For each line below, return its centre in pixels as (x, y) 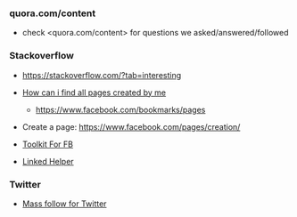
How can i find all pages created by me (94, 92)
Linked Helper (48, 161)
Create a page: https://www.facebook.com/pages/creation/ (131, 126)
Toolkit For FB (48, 144)
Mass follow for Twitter (64, 204)
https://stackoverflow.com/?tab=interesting (102, 75)
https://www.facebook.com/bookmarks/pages (120, 109)
